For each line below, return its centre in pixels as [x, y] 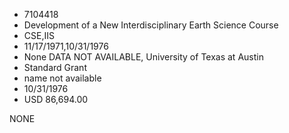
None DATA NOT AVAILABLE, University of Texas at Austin [143, 57]
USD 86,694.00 [56, 99]
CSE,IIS [39, 35]
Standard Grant [55, 67]
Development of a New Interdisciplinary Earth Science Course [151, 25]
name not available [62, 78]
